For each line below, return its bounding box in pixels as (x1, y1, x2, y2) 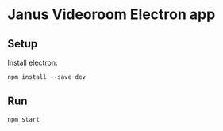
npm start (7, 115, 40, 123)
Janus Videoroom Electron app (7, 6, 216, 24)
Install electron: (7, 58, 58, 67)
